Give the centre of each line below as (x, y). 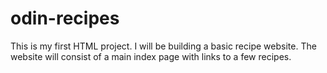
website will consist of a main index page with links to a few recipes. (151, 56)
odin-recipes (65, 18)
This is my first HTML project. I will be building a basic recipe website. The (163, 46)
